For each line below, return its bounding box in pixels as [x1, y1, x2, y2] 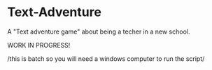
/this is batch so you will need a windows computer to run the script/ [7, 54, 205, 63]
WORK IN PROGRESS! [7, 41, 71, 49]
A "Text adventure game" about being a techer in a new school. [7, 27, 190, 36]
